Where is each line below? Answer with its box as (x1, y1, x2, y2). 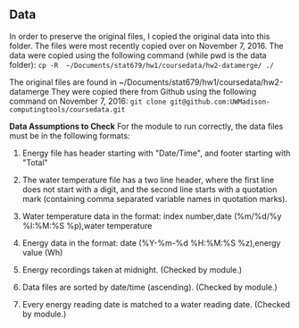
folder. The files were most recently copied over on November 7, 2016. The (9, 40, 284, 51)
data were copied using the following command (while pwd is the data (9, 49, 267, 61)
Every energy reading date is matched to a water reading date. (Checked (21, 299, 291, 309)
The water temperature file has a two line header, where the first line (21, 174, 275, 185)
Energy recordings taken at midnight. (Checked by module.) (21, 264, 243, 275)
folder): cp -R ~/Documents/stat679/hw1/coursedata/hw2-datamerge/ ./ (9, 59, 275, 70)
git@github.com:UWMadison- (170, 97, 270, 106)
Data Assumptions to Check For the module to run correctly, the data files (9, 121, 284, 131)
